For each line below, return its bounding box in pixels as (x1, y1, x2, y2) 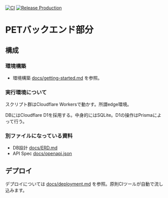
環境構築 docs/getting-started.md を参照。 (12, 75, 103, 81)
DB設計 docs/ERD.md (12, 145, 58, 151)
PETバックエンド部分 (5, 24, 94, 36)
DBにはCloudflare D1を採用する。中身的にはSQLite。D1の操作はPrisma (5, 112, 153, 118)
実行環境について (5, 89, 47, 96)
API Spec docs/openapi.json (12, 150, 72, 157)
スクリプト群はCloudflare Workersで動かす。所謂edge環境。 (5, 102, 132, 108)
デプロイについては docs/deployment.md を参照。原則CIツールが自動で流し (5, 181, 163, 187)
